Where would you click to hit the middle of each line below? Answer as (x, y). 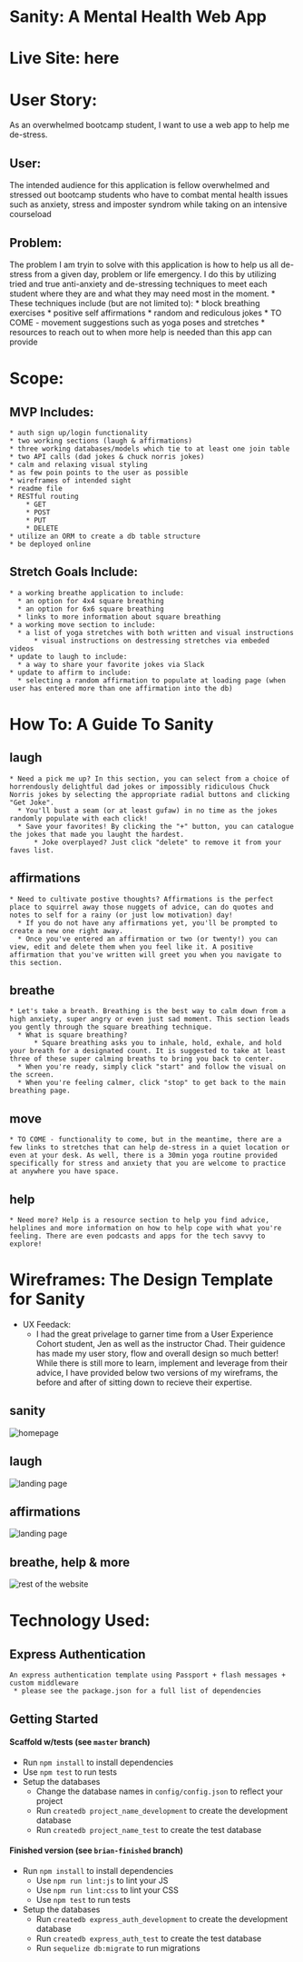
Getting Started (54, 1719)
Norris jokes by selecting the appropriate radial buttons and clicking (150, 794)
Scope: (37, 378)
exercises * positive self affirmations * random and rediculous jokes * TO (146, 313)
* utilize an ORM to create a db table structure (105, 536)
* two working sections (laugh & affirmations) (101, 441)
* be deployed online (50, 544)
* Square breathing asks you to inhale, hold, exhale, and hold (157, 1043)
